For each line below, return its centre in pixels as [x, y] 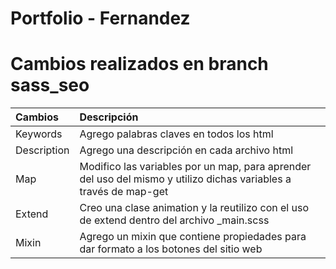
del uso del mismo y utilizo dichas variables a [185, 179]
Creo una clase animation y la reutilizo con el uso [194, 208]
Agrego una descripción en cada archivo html [186, 150]
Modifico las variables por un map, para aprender [195, 167]
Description [42, 150]
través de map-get [124, 192]
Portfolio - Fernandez [100, 18]
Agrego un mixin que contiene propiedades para [193, 237]
